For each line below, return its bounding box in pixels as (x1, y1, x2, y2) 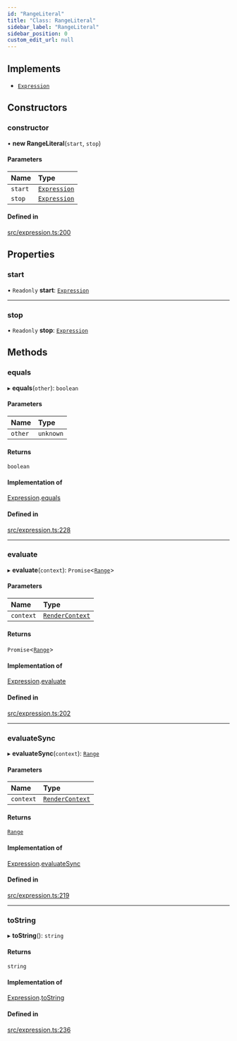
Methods (7, 346, 48, 358)
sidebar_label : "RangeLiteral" (7, 23, 99, 30)
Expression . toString (7, 994, 65, 1002)
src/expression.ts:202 (7, 709, 71, 717)
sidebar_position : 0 (7, 30, 68, 37)
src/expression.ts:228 (7, 525, 71, 534)
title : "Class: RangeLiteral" (7, 17, 97, 24)
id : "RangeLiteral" (7, 10, 65, 18)
